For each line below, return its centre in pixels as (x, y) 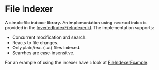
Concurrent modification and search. (49, 37)
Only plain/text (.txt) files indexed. (46, 47)
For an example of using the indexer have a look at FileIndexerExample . (77, 62)
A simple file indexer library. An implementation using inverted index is (76, 23)
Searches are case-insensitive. (43, 53)
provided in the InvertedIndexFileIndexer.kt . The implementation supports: (79, 27)
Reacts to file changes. (35, 42)
